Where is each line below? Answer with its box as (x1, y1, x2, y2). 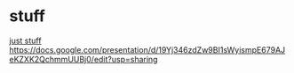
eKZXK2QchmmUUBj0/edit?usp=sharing (9, 54, 158, 64)
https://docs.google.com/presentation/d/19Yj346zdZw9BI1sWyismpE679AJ (9, 44, 286, 55)
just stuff (9, 35, 42, 46)
